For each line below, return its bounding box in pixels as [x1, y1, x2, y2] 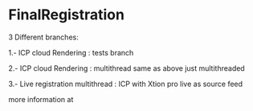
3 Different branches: [8, 32, 79, 42]
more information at [8, 94, 74, 104]
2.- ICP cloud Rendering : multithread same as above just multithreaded [8, 63, 245, 73]
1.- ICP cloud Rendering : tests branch [8, 47, 134, 57]
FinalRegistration [8, 6, 124, 24]
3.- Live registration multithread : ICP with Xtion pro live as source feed [8, 79, 243, 88]
